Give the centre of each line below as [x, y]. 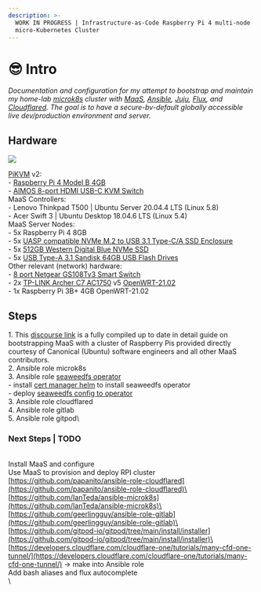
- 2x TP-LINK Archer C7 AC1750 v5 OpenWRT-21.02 [92, 283]
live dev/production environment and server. [80, 116]
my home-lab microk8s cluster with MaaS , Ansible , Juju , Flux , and [116, 99]
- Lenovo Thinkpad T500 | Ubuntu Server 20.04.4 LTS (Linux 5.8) [114, 208]
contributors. [29, 359]
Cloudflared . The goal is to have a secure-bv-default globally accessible [126, 108]
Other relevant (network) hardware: [65, 266]
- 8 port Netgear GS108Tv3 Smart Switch [74, 274]
